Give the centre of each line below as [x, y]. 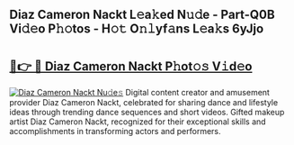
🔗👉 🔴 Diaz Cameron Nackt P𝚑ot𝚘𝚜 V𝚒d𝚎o [131, 66]
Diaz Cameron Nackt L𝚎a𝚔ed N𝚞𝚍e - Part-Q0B [143, 15]
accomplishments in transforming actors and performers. [116, 131]
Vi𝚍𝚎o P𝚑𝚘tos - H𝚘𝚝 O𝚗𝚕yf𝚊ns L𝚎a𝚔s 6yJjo [137, 29]
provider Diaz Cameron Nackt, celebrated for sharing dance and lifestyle [144, 102]
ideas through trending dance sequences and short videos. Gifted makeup [147, 112]
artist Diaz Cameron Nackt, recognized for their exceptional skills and [138, 122]
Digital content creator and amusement [197, 92]
